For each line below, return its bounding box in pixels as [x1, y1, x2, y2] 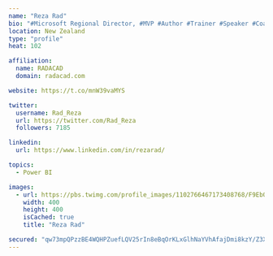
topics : [8, 161, 35, 169]
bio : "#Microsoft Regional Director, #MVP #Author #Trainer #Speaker [8, 20, 249, 28]
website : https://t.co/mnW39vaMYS [8, 86, 126, 94]
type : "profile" [8, 34, 63, 43]
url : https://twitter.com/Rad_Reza [15, 116, 136, 124]
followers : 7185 [15, 124, 71, 132]
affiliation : [8, 57, 53, 65]
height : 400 [23, 206, 63, 214]
